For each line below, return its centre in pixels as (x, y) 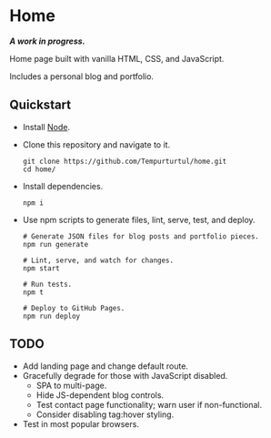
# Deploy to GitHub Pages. (74, 308)
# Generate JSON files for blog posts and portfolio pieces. (141, 236)
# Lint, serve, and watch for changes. (98, 260)
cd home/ (39, 169)
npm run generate (55, 244)
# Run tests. (47, 284)
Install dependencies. (63, 186)
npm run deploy (51, 316)
